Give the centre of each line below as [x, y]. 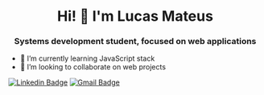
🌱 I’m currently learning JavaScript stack [87, 58]
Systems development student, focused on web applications [135, 42]
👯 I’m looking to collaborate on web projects [93, 67]
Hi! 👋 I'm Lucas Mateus [135, 16]
